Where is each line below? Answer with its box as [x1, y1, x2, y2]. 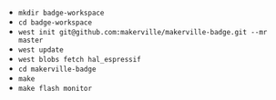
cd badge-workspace [17, 18, 93, 27]
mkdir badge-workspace [17, 8, 105, 17]
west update [17, 45, 64, 55]
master [17, 35, 44, 45]
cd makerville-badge [17, 65, 97, 74]
